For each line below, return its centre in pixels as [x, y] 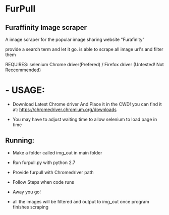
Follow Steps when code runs [43, 182]
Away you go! [27, 192]
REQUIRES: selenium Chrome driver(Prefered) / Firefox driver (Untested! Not [84, 64]
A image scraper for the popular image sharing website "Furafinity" [75, 39]
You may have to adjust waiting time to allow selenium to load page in [85, 119]
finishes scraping [31, 207]
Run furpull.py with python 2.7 [44, 163]
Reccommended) [23, 70]
